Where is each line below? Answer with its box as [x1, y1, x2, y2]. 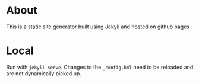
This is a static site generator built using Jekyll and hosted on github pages [6, 23, 190, 30]
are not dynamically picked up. [6, 69, 82, 77]
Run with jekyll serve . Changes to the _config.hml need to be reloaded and [6, 63, 194, 71]
